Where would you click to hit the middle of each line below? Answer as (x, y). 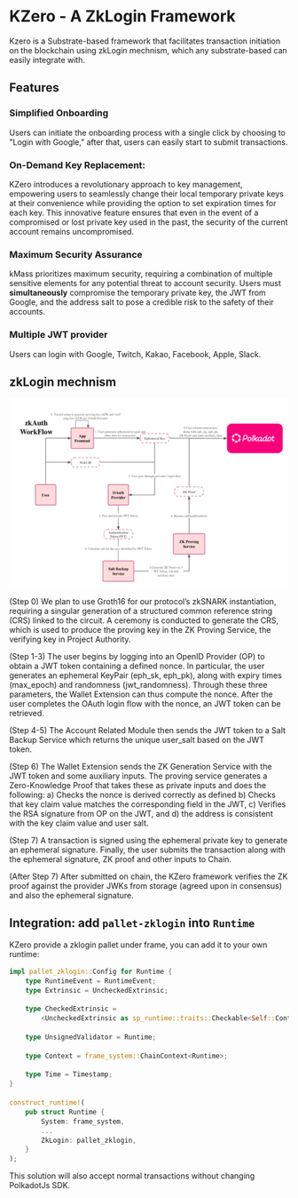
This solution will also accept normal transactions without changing (132, 1176)
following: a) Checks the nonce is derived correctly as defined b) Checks (143, 795)
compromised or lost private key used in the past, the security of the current (149, 222)
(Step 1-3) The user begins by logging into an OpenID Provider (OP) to (137, 656)
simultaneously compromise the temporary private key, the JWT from (137, 293)
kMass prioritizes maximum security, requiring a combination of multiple (141, 274)
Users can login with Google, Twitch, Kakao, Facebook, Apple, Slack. (135, 354)
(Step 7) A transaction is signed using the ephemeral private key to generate (149, 840)
